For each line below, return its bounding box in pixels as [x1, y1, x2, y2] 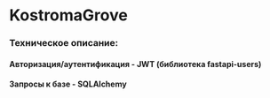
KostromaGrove [9, 5, 129, 26]
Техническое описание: [9, 37, 119, 49]
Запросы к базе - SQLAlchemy [9, 79, 127, 89]
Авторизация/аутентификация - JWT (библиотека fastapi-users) [9, 58, 262, 69]
